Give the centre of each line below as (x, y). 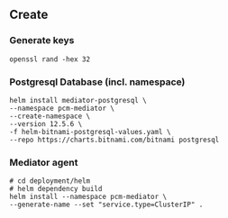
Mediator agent (44, 162)
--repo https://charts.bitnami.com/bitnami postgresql (114, 140)
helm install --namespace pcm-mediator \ (88, 197)
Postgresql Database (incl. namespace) (97, 82)
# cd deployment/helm (50, 181)
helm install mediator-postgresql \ (78, 100)
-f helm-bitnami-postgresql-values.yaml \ (90, 132)
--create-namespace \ (50, 116)
